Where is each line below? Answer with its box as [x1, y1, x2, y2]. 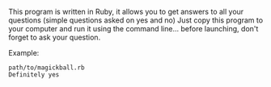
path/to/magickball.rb [8, 64, 85, 72]
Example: [8, 48, 40, 57]
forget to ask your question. [8, 32, 101, 42]
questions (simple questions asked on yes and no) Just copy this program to [8, 15, 264, 25]
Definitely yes [8, 71, 60, 79]
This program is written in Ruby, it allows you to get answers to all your [8, 7, 244, 16]
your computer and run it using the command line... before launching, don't [8, 24, 259, 33]
